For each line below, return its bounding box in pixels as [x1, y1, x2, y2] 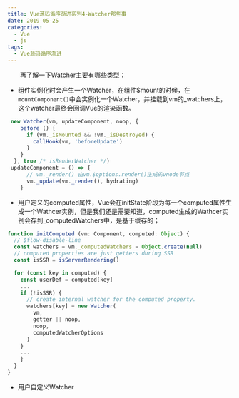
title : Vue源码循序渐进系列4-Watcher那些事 [7, 10, 127, 18]
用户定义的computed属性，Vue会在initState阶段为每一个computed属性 [17, 198, 226, 207]
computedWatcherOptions [33, 329, 103, 336]
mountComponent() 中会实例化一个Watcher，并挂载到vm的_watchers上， [17, 94, 227, 103]
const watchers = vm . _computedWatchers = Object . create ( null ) [14, 243, 203, 250]
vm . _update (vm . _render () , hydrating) [26, 178, 139, 185]
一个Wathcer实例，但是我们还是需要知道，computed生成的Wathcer [24, 207, 223, 215]
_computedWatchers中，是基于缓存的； [42, 215, 161, 225]
